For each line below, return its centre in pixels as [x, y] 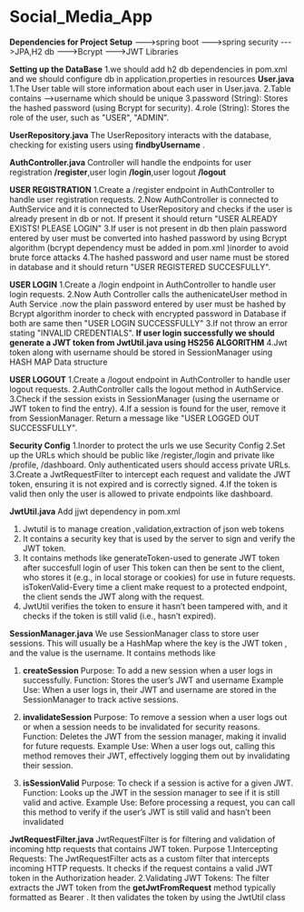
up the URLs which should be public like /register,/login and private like [142, 455]
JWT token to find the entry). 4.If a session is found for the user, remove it [148, 408]
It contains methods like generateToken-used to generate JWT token [151, 557]
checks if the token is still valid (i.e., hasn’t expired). [119, 616]
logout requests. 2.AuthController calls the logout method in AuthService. [147, 389]
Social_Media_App [81, 17]
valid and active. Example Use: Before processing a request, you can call [159, 802]
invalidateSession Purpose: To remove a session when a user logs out [155, 717]
